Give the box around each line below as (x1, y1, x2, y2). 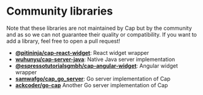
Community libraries (6, 4, 113, 18)
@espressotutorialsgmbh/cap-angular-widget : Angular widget (15, 62, 178, 69)
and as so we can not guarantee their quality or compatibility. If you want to (6, 30, 197, 38)
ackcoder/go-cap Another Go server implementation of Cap (15, 81, 168, 89)
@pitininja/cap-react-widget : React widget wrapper (15, 49, 149, 56)
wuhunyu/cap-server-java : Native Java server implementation (15, 55, 175, 63)
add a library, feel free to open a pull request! (6, 37, 121, 44)
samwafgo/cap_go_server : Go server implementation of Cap (15, 75, 170, 82)
